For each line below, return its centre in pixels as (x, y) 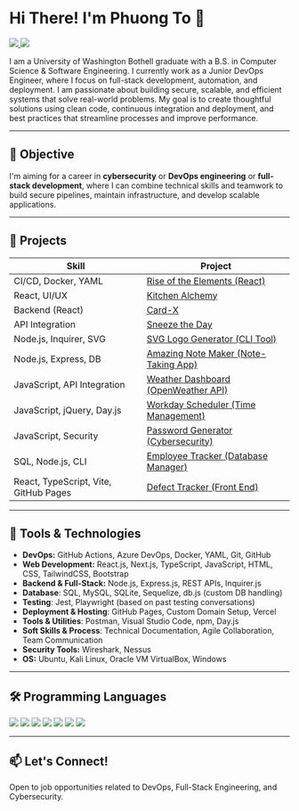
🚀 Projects (38, 241)
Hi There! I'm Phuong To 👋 (107, 18)
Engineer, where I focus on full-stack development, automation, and (133, 80)
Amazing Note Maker (190, 353)
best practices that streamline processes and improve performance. (134, 118)
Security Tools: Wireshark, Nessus (86, 650)
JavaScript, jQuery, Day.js (68, 410)
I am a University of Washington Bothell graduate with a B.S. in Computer (143, 61)
